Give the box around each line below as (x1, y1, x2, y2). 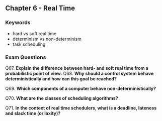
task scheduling (12, 41, 46, 47)
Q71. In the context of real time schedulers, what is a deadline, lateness (5, 105, 157, 111)
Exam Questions (5, 54, 46, 61)
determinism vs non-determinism (12, 36, 82, 42)
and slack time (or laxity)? (5, 110, 61, 116)
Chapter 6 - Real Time (5, 4, 75, 13)
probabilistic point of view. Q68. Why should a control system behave (5, 70, 154, 76)
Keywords (5, 19, 31, 26)
